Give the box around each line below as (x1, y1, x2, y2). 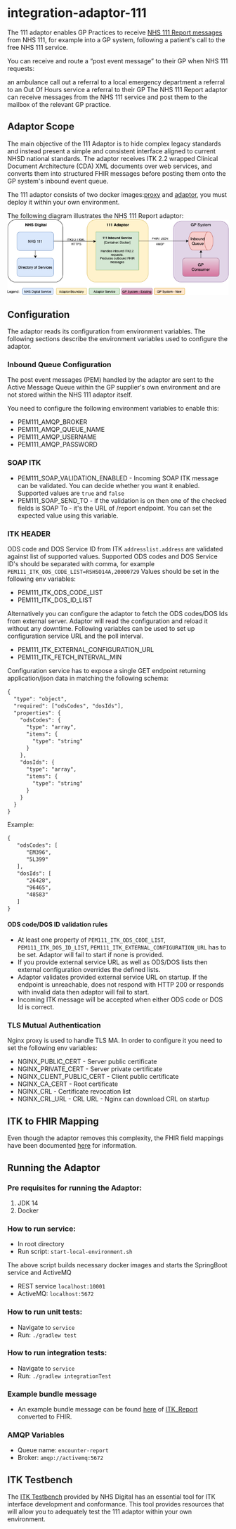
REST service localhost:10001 (17, 1282, 105, 1291)
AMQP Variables (7, 1430, 65, 1440)
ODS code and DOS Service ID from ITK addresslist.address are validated (7, 544, 223, 553)
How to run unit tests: (7, 1307, 83, 1317)
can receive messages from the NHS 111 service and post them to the (7, 93, 208, 101)
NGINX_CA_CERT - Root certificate (17, 1080, 118, 1088)
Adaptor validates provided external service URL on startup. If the (17, 973, 208, 982)
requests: (7, 64, 35, 72)
